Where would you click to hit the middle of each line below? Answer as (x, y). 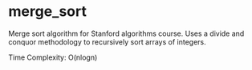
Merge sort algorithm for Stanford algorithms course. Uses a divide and (126, 33)
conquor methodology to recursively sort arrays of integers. (107, 41)
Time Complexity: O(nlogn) (53, 57)
